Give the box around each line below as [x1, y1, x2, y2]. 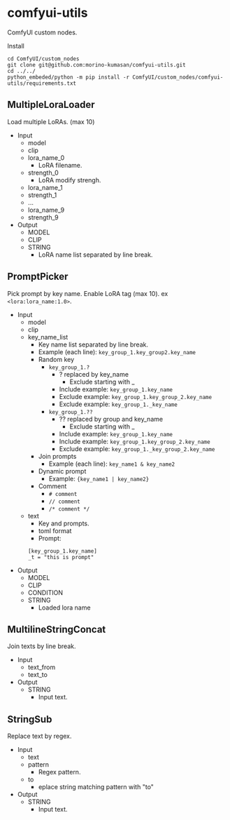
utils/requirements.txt [7, 79, 77, 87]
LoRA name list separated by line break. [38, 250, 153, 259]
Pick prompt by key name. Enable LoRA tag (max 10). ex [7, 289, 168, 297]
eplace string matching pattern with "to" [38, 783, 154, 791]
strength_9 [27, 213, 59, 222]
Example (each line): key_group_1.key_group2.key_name [38, 347, 196, 356]
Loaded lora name [38, 603, 91, 612]
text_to [27, 671, 48, 679]
